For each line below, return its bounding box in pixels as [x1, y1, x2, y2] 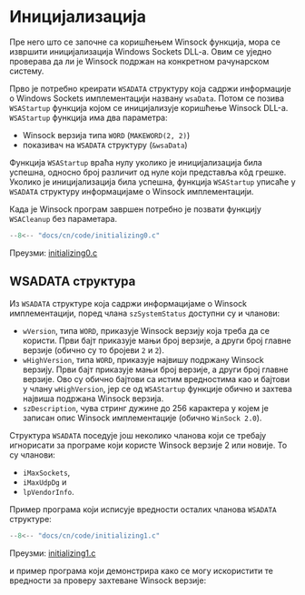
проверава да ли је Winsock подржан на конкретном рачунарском [9, 55, 270, 66]
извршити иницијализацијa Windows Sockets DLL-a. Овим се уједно [9, 45, 272, 56]
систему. [9, 66, 44, 76]
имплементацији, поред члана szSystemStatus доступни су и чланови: [9, 308, 280, 318]
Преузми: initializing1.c [9, 548, 96, 559]
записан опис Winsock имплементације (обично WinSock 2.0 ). [22, 412, 262, 423]
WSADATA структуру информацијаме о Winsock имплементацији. [9, 186, 254, 197]
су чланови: [9, 449, 56, 460]
